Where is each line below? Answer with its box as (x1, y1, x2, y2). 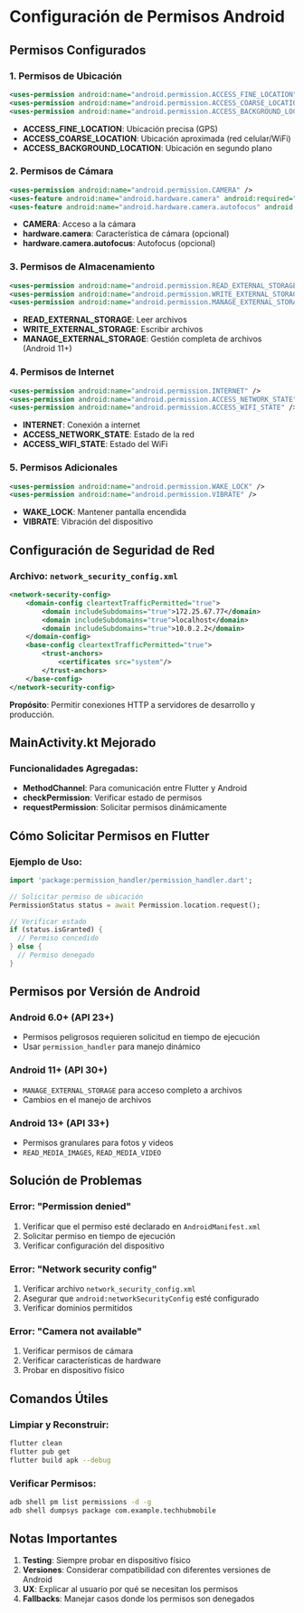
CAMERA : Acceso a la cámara (22, 219, 137, 230)
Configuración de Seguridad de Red (9, 542, 215, 558)
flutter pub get (9, 1446, 71, 1456)
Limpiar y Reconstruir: (9, 1418, 109, 1431)
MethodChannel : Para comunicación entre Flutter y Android (22, 783, 247, 794)
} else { (9, 942, 43, 951)
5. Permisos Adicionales (9, 462, 118, 474)
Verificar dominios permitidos (22, 1303, 133, 1313)
